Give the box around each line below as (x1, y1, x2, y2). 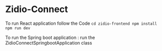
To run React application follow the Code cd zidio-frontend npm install (5, 20, 157, 26)
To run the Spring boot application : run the (5, 34, 95, 40)
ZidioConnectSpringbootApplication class (5, 39, 92, 46)
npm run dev (5, 25, 30, 31)
